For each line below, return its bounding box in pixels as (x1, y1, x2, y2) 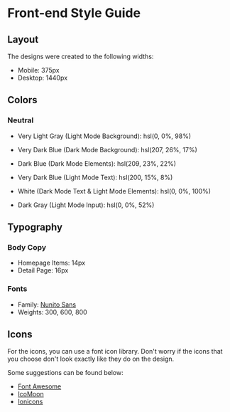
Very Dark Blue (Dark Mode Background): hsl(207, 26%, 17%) (17, 145, 197, 154)
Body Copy (7, 243, 47, 252)
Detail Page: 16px (17, 266, 69, 275)
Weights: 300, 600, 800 (17, 307, 87, 316)
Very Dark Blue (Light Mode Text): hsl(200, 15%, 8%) (17, 173, 173, 181)
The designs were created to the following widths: (7, 52, 154, 60)
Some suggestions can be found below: (7, 369, 124, 377)
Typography (7, 221, 62, 233)
